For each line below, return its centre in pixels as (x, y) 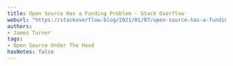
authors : (20, 26)
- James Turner (29, 33)
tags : (15, 39)
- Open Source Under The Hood (51, 45)
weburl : (18, 20)
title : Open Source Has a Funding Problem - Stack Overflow (96, 13)
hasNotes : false (31, 52)
